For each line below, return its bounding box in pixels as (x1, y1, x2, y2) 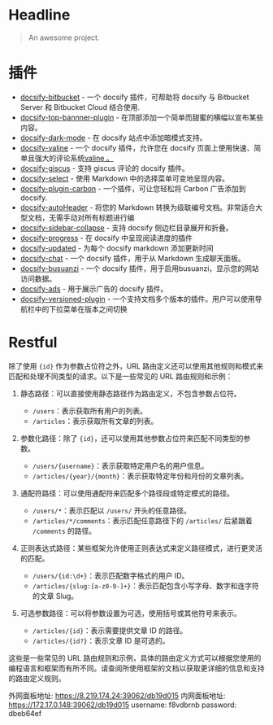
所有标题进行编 (84, 212, 135, 222)
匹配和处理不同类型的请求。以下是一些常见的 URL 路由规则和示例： (8, 371, 233, 381)
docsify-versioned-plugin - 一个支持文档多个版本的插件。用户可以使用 (19, 294, 255, 304)
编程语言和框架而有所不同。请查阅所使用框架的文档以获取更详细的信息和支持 (8, 663, 265, 673)
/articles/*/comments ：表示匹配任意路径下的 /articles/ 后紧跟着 (32, 515, 253, 526)
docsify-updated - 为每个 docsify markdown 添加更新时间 (19, 242, 214, 253)
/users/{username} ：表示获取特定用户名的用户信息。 (32, 461, 209, 470)
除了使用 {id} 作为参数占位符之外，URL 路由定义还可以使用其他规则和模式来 (8, 360, 264, 371)
